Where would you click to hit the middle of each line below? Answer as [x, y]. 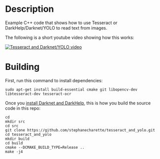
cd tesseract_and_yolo [28, 134]
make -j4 [14, 152]
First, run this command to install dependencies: [54, 80]
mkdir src [15, 122]
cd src [12, 126]
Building [22, 67]
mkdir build [17, 139]
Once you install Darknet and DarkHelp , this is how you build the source [78, 103]
